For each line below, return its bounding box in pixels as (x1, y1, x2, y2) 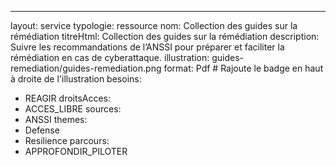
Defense (24, 124, 60, 136)
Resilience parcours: (24, 135, 110, 146)
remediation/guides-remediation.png (10, 62, 162, 74)
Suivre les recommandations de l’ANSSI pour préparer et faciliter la (10, 41, 285, 53)
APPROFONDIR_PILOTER (24, 146, 128, 157)
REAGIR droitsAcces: (24, 92, 112, 104)
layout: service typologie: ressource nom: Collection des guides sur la (10, 20, 298, 31)
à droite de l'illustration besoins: (10, 73, 142, 85)
